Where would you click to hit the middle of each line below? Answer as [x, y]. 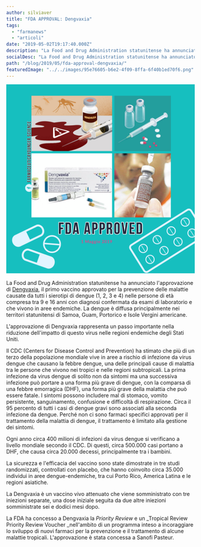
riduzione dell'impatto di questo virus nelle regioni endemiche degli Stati [95, 332]
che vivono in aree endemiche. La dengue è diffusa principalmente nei [93, 308]
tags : [13, 25]
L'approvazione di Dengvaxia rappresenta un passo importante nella [90, 326]
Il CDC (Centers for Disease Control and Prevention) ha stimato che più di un [100, 350]
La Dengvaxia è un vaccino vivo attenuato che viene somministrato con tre [98, 494]
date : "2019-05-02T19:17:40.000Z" [49, 44]
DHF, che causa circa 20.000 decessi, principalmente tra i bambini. [89, 451]
